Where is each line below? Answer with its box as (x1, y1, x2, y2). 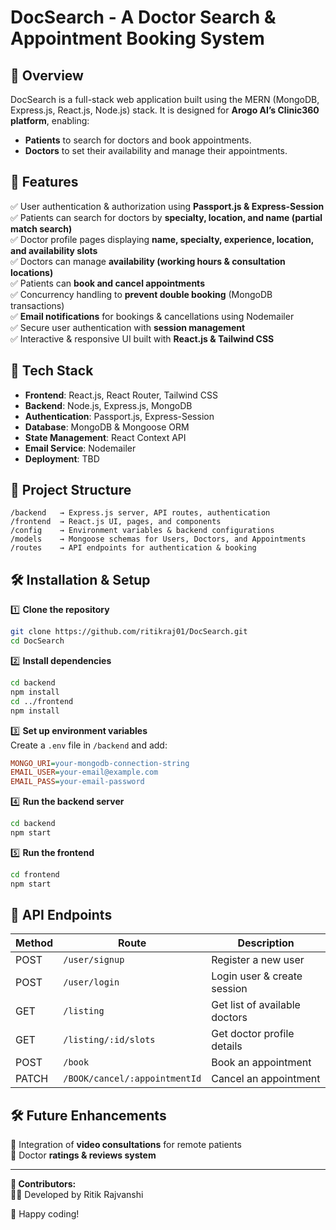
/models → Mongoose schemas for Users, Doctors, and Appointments (10, 534, 307, 545)
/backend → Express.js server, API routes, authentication (10, 508, 271, 518)
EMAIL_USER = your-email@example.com (10, 767, 159, 778)
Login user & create (211, 969, 303, 983)
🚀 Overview (10, 67, 84, 84)
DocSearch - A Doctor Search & (10, 6, 277, 29)
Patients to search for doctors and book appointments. (24, 134, 252, 146)
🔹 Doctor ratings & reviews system (10, 1149, 157, 1161)
